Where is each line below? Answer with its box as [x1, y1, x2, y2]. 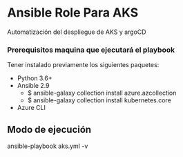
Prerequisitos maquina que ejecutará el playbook [7, 45, 175, 55]
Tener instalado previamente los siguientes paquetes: [7, 61, 160, 69]
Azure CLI [17, 104, 46, 112]
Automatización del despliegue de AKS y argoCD [7, 28, 146, 36]
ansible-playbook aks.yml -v [7, 142, 88, 150]
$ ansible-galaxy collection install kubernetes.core [27, 96, 171, 104]
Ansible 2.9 [17, 82, 50, 90]
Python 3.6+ [17, 74, 53, 82]
